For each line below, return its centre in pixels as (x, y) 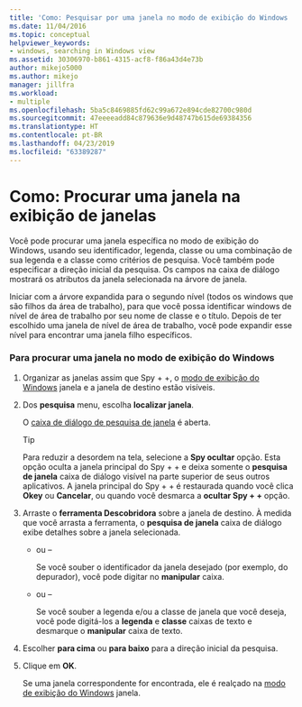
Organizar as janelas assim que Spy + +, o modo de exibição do (141, 377)
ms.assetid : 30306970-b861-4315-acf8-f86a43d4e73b (106, 60)
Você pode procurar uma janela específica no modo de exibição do (134, 241)
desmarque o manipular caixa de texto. (109, 630)
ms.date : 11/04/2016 (48, 26)
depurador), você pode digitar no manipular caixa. (130, 576)
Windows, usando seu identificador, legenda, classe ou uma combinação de (151, 250)
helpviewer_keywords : (50, 43)
